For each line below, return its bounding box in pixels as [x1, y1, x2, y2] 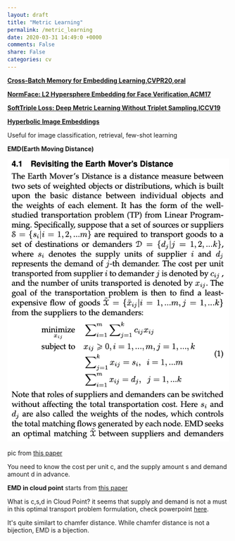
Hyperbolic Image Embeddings [7, 117, 100, 126]
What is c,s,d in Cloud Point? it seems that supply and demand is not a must [7, 497, 227, 506]
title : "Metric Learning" [7, 18, 83, 26]
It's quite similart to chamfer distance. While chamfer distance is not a [7, 518, 210, 527]
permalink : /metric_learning [7, 26, 93, 33]
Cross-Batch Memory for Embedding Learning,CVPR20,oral [7, 76, 186, 85]
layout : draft [7, 11, 49, 18]
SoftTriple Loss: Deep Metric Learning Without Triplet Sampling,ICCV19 [7, 103, 221, 112]
